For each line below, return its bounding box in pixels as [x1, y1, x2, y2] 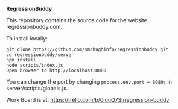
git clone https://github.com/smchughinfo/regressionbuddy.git [6, 46, 169, 52]
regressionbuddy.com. [6, 23, 62, 30]
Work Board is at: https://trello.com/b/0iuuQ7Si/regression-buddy [6, 96, 170, 103]
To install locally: [6, 35, 48, 42]
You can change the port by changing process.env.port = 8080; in [6, 78, 172, 85]
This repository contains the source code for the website [6, 17, 148, 23]
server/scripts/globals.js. [6, 84, 68, 92]
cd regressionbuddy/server [6, 52, 74, 58]
